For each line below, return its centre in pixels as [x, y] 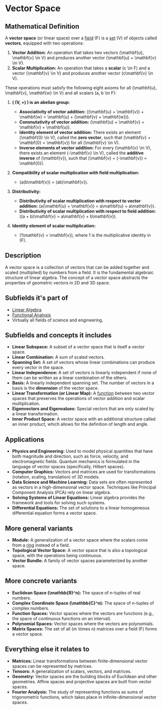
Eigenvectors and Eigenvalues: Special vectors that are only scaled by [83, 409]
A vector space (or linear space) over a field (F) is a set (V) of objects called [81, 38]
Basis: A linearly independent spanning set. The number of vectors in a [83, 383]
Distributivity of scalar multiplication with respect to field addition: [88, 211]
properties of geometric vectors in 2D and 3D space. [58, 282]
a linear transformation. [35, 414]
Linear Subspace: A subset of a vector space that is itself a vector [78, 347]
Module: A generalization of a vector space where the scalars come [80, 540]
